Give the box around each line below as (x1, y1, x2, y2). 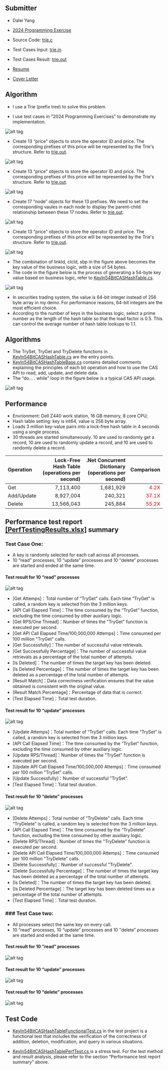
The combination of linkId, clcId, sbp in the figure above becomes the (12, 259, 156, 265)
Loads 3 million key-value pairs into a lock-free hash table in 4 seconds (12, 424, 160, 430)
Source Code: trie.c (12, 37, 53, 43)
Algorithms (5, 335, 41, 344)
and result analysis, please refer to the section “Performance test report (12, 1054, 161, 1060)
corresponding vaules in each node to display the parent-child (12, 203, 141, 210)
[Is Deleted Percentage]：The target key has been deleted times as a (12, 886, 155, 892)
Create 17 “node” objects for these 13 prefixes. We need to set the (12, 198, 148, 204)
